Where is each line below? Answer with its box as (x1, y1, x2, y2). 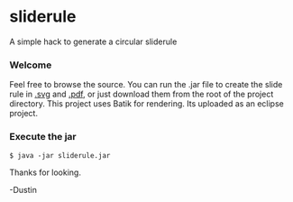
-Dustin (9, 184, 38, 195)
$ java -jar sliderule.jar (9, 151, 111, 160)
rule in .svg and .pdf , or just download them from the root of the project (9, 88, 274, 100)
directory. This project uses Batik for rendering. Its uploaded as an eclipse (9, 98, 284, 109)
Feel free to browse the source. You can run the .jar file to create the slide (9, 79, 283, 90)
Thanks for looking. (9, 167, 81, 178)
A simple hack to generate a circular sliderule (9, 36, 178, 47)
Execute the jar (9, 131, 77, 143)
